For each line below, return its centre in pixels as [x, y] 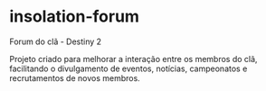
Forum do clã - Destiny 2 [56, 41]
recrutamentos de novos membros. [75, 77]
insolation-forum [75, 17]
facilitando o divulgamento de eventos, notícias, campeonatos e [128, 68]
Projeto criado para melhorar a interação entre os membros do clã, [133, 59]
